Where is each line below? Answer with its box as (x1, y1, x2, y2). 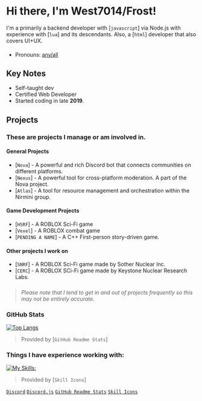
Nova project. (14, 180, 49, 188)
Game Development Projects (6, 207, 80, 214)
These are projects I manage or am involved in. (6, 133, 146, 141)
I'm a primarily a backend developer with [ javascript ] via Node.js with (6, 24, 181, 31)
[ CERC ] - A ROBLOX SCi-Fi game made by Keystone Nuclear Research (14, 267, 188, 274)
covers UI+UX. (6, 37, 43, 44)
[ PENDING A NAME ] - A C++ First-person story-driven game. (14, 234, 160, 241)
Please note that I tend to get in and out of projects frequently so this (21, 289, 193, 296)
